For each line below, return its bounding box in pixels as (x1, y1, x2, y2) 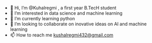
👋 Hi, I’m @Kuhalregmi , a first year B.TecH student (10, 5, 117, 11)
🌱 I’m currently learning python (10, 16, 75, 21)
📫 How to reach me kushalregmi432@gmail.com (10, 32, 113, 38)
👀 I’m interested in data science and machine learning (10, 10, 123, 16)
